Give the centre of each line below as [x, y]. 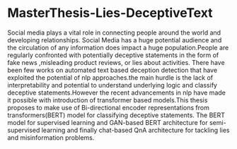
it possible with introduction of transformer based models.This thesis [108, 100]
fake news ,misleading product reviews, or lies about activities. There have [116, 62]
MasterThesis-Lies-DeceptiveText [110, 13]
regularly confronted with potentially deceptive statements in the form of [113, 55]
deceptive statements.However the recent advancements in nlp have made [117, 93]
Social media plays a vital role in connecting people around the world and [114, 32]
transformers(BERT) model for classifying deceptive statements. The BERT [116, 115]
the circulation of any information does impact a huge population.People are [118, 47]
